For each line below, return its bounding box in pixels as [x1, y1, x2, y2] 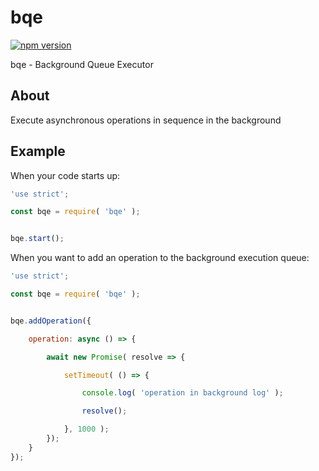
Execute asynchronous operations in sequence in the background [10, 114, 282, 126]
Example [10, 143, 66, 160]
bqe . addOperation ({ [10, 316, 92, 326]
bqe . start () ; [10, 234, 65, 244]
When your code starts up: [10, 169, 121, 181]
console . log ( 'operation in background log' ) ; [81, 388, 284, 398]
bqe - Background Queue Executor [10, 58, 154, 70]
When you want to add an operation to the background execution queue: [10, 252, 310, 264]
